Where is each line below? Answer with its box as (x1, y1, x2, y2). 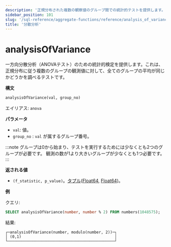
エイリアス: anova (5, 105, 42, 111)
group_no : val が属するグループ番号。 (12, 133, 92, 140)
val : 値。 (12, 127, 32, 133)
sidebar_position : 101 (5, 12, 53, 17)
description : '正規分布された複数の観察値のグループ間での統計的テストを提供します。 (5, 7, 165, 13)
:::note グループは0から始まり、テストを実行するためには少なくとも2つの (5, 144, 159, 150)
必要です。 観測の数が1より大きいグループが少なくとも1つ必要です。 (22, 150, 165, 156)
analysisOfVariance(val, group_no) (5, 95, 81, 100)
